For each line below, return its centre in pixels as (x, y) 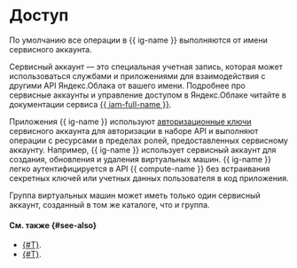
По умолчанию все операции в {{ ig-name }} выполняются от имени (139, 40)
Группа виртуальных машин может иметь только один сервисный (135, 195)
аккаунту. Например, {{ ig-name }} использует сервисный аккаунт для (143, 150)
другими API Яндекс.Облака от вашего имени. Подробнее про (128, 85)
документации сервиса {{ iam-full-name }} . (90, 104)
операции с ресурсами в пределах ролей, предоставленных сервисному (148, 140)
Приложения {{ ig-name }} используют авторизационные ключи (130, 122)
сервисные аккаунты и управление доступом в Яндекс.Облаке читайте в (148, 95)
